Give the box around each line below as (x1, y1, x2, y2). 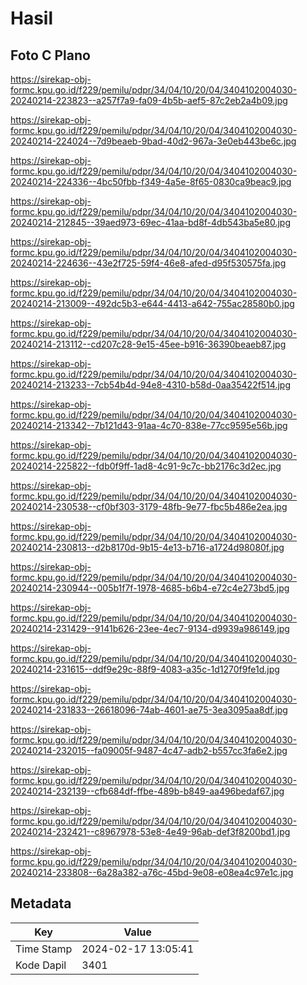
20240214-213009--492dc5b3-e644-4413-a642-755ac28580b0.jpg (10, 298, 295, 309)
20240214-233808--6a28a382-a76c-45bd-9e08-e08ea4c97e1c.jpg (10, 867, 294, 878)
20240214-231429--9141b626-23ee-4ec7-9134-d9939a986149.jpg (10, 623, 290, 634)
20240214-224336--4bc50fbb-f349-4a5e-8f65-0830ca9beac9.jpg (10, 176, 292, 187)
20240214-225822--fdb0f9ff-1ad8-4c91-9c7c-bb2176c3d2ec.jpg (10, 460, 282, 472)
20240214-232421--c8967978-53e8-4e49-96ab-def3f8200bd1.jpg (10, 826, 291, 837)
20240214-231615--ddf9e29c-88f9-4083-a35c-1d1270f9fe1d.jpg (10, 663, 280, 675)
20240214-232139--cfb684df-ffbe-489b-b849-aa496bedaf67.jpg (10, 785, 285, 797)
